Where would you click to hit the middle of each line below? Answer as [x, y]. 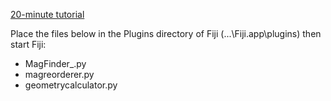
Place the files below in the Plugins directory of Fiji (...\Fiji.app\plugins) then [166, 33]
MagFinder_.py [55, 63]
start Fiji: [28, 44]
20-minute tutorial [47, 14]
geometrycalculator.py [71, 85]
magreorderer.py [59, 74]
